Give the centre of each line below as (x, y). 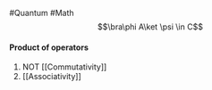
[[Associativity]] (52, 77)
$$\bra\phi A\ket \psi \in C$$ (150, 27)
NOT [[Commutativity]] (64, 67)
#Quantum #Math (42, 13)
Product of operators (49, 47)
